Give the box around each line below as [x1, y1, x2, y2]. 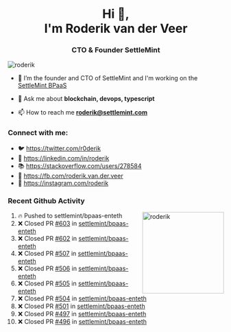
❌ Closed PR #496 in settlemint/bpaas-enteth [17, 318, 147, 326]
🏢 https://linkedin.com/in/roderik [17, 154, 110, 162]
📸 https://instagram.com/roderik [17, 178, 109, 187]
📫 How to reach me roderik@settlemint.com [17, 108, 148, 117]
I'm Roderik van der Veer [44, 21, 188, 36]
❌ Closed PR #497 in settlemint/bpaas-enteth [17, 310, 147, 318]
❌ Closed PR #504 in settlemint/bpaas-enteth [17, 294, 147, 303]
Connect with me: [8, 128, 69, 138]
